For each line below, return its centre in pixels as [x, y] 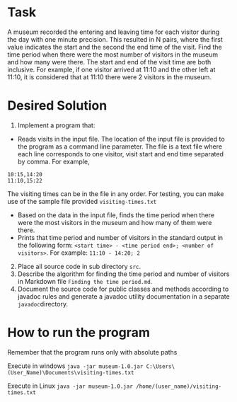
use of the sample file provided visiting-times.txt [82, 201]
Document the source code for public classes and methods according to [123, 289]
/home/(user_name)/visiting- [179, 386]
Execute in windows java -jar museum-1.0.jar [75, 366]
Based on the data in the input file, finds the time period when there [116, 215]
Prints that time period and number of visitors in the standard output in [120, 237]
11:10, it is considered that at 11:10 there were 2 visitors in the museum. [110, 77]
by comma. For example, [53, 161]
